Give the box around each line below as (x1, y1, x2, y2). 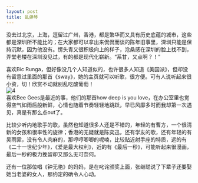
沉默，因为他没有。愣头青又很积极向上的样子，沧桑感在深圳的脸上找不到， (11, 45, 192, 53)
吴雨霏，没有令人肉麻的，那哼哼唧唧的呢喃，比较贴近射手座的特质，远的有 (6, 136, 187, 143)
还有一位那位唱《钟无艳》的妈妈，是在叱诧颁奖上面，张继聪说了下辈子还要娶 (6, 163, 192, 170)
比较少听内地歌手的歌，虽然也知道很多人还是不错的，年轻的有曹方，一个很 (6, 121, 187, 128)
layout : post (6, 8, 38, 15)
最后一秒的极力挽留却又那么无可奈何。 (6, 151, 99, 158)
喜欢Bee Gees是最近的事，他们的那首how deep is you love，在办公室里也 (6, 94, 184, 101)
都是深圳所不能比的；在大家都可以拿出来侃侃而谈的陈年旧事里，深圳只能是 (6, 38, 187, 45)
